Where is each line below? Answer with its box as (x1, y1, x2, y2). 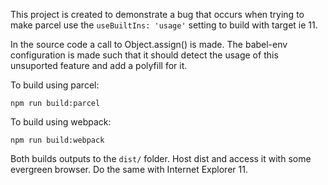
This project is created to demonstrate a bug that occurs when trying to (10, 9, 305, 20)
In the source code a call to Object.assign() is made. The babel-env (10, 39, 288, 50)
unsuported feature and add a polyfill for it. (10, 60, 188, 71)
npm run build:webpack (10, 135, 105, 145)
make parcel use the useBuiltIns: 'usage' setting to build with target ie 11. (10, 19, 318, 31)
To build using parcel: (10, 79, 100, 91)
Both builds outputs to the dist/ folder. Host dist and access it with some (10, 153, 312, 164)
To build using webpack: (10, 116, 112, 128)
